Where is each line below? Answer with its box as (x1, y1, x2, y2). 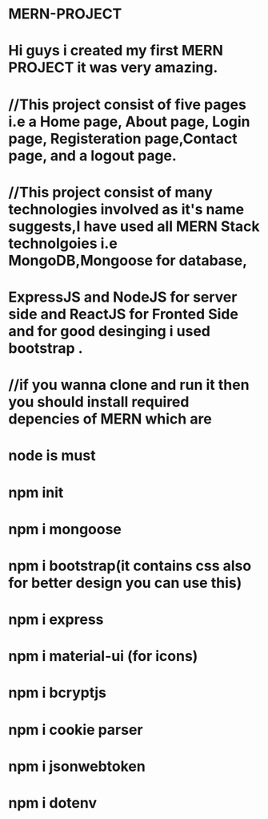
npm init (8, 483, 64, 501)
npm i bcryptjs (8, 683, 106, 702)
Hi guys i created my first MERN (8, 42, 224, 60)
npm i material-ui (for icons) (8, 647, 198, 666)
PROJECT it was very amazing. (8, 59, 218, 77)
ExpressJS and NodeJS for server (8, 288, 238, 306)
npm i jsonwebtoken (8, 757, 146, 775)
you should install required (8, 393, 190, 412)
